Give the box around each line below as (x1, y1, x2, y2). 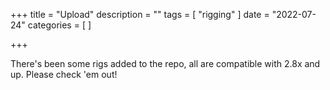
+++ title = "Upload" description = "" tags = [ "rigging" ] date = (10, 9, 270, 20)
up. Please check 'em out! (10, 69, 118, 80)
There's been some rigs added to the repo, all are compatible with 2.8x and (10, 58, 321, 69)
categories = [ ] (27, 19, 92, 31)
